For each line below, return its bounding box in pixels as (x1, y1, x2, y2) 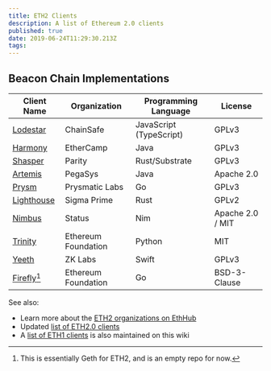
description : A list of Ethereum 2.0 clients (8, 19, 164, 27)
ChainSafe (65, 124, 105, 135)
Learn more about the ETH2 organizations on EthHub (19, 313, 197, 323)
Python (135, 235, 163, 246)
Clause (214, 277, 241, 288)
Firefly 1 (12, 271, 41, 284)
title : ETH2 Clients (8, 11, 78, 20)
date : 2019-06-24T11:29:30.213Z (8, 34, 117, 43)
